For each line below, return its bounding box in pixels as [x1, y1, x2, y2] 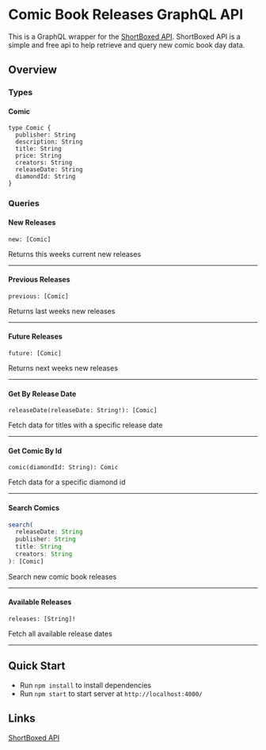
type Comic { [8, 124, 51, 132]
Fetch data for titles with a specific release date [8, 420, 163, 430]
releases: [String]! [8, 615, 77, 623]
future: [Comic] [8, 349, 62, 358]
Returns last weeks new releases [8, 306, 116, 316]
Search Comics [8, 503, 59, 512]
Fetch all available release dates [8, 629, 112, 639]
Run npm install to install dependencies [19, 680, 152, 690]
